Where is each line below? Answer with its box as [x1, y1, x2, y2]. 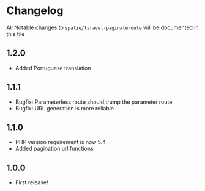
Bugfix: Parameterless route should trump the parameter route [15, 98, 173, 106]
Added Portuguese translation [15, 64, 91, 71]
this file [6, 30, 25, 37]
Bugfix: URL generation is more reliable [15, 104, 114, 112]
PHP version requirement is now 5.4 [15, 139, 106, 146]
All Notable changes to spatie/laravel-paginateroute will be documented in [6, 24, 199, 31]
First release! [15, 179, 48, 186]
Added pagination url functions [15, 145, 94, 153]
